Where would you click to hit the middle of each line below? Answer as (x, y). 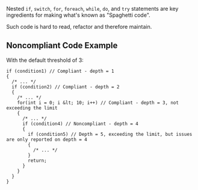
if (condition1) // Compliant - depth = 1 (60, 71)
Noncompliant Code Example (62, 45)
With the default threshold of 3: (45, 60)
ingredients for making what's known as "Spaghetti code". (78, 15)
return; (37, 161)
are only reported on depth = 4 (47, 139)
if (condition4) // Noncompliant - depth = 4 (80, 124)
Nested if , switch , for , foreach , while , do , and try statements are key (92, 9)
